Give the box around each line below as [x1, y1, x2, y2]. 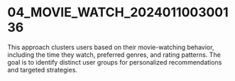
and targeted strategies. [7, 65, 78, 74]
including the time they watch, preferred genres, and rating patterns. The [7, 50, 222, 59]
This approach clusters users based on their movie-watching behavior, [7, 43, 214, 51]
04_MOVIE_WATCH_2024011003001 [7, 4, 229, 21]
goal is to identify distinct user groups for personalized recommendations [7, 58, 222, 66]
